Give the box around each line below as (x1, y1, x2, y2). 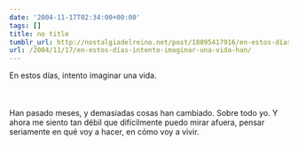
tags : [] (9, 21, 42, 30)
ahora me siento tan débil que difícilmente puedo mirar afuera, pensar (9, 117, 265, 128)
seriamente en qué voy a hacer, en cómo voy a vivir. (9, 127, 200, 137)
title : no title (9, 29, 69, 38)
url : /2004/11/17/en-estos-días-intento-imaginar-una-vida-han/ (9, 46, 252, 55)
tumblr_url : (9, 37, 53, 47)
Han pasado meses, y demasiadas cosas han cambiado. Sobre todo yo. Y (9, 108, 278, 119)
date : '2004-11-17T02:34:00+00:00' (9, 12, 141, 22)
